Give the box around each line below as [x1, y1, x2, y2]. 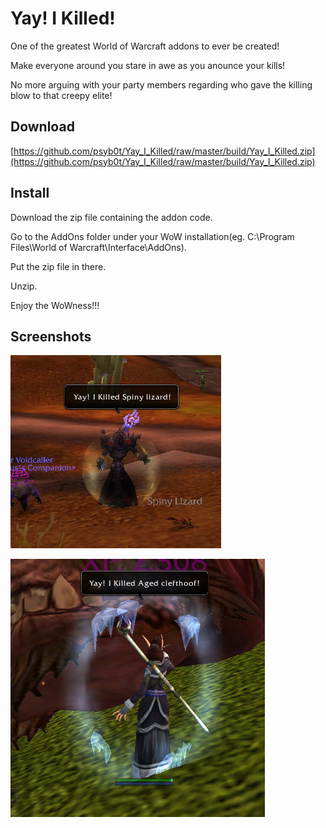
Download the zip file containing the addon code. [10, 211, 213, 223]
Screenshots [10, 328, 92, 345]
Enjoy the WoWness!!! [10, 299, 100, 311]
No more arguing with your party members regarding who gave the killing [10, 78, 313, 91]
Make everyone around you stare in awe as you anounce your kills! [10, 59, 286, 71]
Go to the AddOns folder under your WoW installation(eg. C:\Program [10, 230, 295, 242]
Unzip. [10, 280, 38, 292]
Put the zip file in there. [10, 260, 107, 272]
